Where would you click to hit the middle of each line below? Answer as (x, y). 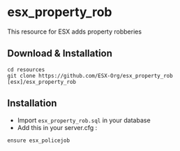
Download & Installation (60, 53)
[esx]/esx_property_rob (42, 82)
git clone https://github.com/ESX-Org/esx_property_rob (90, 75)
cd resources (26, 70)
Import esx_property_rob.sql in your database (84, 120)
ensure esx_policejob (39, 141)
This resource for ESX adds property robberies (74, 31)
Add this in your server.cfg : (57, 127)
